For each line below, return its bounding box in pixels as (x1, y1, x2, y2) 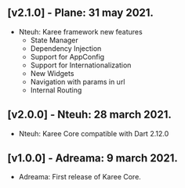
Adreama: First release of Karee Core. (18, 172, 142, 182)
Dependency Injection (30, 43, 102, 53)
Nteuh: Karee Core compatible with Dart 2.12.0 (18, 128, 169, 138)
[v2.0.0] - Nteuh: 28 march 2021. (7, 108, 172, 121)
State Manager (30, 35, 79, 45)
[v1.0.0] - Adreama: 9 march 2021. (7, 152, 178, 165)
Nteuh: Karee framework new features (18, 27, 143, 36)
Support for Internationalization (30, 60, 132, 70)
